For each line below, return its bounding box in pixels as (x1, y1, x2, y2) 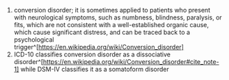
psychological (13, 35, 54, 44)
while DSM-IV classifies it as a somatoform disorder (20, 65, 169, 73)
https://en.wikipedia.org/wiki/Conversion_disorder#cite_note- (42, 58, 219, 65)
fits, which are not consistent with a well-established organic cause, (13, 21, 210, 29)
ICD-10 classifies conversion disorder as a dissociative (13, 50, 171, 58)
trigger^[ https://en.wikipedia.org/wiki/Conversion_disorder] (13, 43, 184, 51)
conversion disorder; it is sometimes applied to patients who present (13, 6, 211, 14)
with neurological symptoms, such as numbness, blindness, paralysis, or (13, 13, 223, 22)
